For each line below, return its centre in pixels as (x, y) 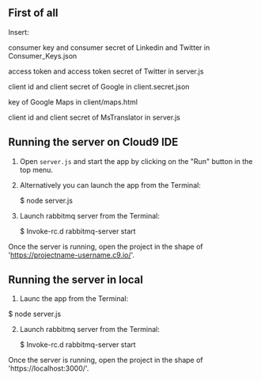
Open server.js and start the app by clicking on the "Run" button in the (136, 161)
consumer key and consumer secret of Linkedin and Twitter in (109, 48)
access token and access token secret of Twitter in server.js (106, 71)
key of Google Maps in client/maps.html (73, 101)
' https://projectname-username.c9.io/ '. (72, 255)
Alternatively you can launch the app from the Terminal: (110, 185)
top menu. (36, 170)
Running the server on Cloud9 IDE (93, 142)
